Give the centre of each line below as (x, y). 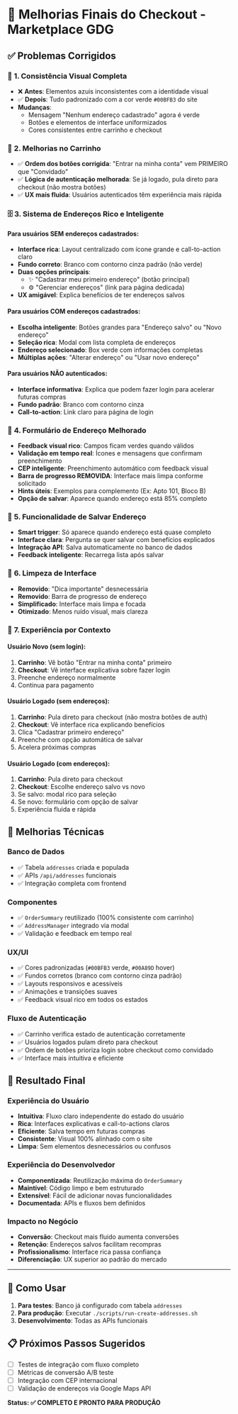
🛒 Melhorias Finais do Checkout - (107, 15)
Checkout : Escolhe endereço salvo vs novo (81, 787)
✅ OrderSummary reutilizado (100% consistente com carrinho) (106, 917)
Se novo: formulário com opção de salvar (78, 802)
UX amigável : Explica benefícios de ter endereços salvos (101, 295)
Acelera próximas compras (57, 747)
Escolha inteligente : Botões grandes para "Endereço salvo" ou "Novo (119, 327)
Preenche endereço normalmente (67, 678)
